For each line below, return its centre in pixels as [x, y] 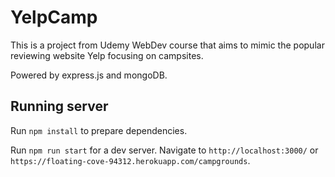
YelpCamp [54, 17]
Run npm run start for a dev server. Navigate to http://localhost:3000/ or [164, 150]
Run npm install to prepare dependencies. [99, 130]
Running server [59, 106]
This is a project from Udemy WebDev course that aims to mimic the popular [167, 45]
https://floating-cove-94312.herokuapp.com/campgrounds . [130, 160]
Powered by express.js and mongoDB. [89, 75]
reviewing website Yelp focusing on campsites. [107, 55]
